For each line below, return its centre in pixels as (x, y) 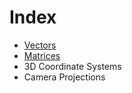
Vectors (40, 45)
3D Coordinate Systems (72, 66)
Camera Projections (64, 77)
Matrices (42, 55)
